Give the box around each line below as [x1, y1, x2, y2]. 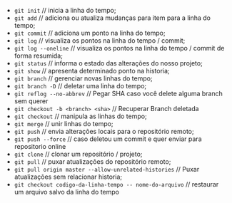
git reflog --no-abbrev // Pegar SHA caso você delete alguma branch [14, 89, 223, 98]
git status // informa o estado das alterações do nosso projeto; [14, 59, 203, 67]
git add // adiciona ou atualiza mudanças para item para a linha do [14, 14, 211, 22]
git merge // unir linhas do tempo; [14, 120, 114, 127]
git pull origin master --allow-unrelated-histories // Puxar [14, 165, 200, 173]
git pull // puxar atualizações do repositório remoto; [14, 157, 171, 166]
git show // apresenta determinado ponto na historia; [14, 67, 170, 75]
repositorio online [14, 142, 66, 150]
